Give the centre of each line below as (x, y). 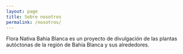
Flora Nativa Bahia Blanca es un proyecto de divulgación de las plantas (92, 39)
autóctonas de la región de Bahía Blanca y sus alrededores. (78, 45)
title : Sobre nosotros (34, 17)
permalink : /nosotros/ (34, 22)
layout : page (22, 11)
